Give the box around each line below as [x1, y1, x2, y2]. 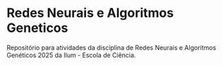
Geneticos [6, 20, 68, 36]
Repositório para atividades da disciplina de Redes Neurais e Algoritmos [6, 43, 217, 52]
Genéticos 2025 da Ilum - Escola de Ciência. [6, 51, 136, 59]
